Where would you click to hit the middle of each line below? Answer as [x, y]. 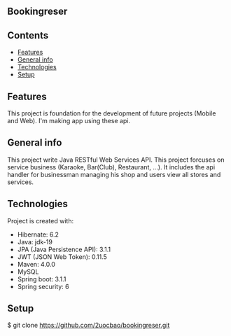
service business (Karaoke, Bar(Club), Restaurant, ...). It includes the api [111, 167]
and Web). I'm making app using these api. [69, 121]
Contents [28, 35]
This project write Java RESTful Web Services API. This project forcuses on [116, 160]
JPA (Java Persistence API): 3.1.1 [64, 249]
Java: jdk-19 [35, 241]
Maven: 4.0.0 [36, 264]
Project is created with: [41, 220]
